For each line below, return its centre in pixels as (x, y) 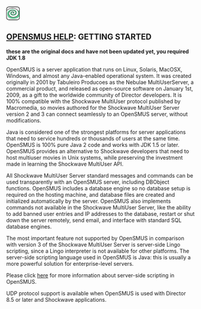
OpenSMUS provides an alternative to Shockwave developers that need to (98, 151)
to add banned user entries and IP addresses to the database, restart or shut (100, 214)
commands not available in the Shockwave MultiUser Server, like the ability (99, 207)
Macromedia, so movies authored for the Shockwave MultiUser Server (93, 107)
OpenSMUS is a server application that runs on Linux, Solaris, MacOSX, (94, 69)
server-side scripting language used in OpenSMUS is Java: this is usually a (99, 257)
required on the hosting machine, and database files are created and (91, 194)
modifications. (24, 120)
